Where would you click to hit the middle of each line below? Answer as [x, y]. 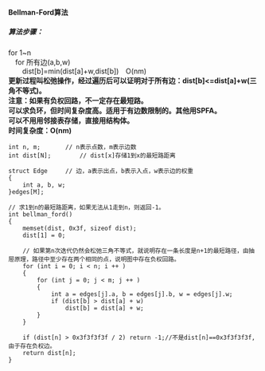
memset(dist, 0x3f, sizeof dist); [80, 228]
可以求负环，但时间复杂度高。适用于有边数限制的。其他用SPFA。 [115, 110]
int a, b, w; [44, 185]
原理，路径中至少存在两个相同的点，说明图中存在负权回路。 [97, 259]
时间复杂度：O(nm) [40, 130]
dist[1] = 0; [44, 235]
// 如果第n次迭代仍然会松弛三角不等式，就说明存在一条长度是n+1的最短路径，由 [136, 251]
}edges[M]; [26, 191]
